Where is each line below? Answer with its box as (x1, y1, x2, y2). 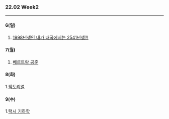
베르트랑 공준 (12, 59, 39, 65)
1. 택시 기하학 (5, 108, 30, 114)
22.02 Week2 (5, 4, 39, 11)
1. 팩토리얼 (5, 83, 25, 89)
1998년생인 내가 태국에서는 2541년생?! (12, 34, 89, 40)
